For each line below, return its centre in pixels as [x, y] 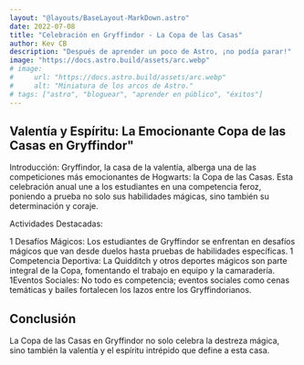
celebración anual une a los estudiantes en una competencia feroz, [136, 187]
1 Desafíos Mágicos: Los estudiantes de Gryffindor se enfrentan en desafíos [152, 242]
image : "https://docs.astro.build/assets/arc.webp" [110, 60]
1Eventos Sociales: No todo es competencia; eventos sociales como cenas [150, 280]
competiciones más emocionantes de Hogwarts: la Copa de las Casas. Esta [152, 177]
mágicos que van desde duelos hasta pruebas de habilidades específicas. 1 [152, 251]
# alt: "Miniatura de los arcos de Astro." [102, 86]
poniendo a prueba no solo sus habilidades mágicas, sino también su [139, 196]
